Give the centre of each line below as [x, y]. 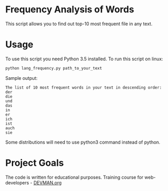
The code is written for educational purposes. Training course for [74, 177]
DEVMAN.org [47, 183]
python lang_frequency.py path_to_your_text [54, 68]
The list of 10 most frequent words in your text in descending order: [83, 88]
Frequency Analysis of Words [70, 10]
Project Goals [35, 163]
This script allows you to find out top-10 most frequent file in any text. [79, 24]
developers [17, 183]
